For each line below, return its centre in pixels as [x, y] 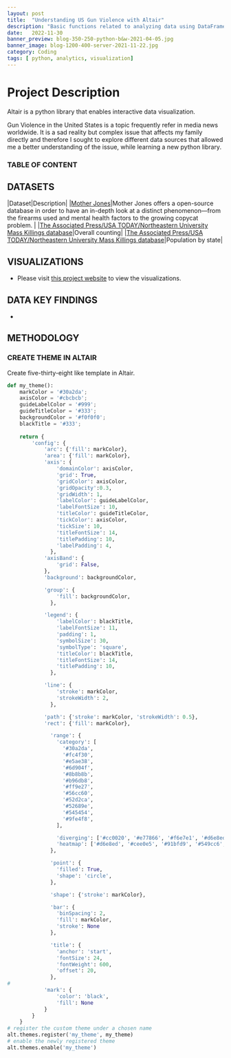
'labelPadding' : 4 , [84, 546]
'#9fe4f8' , [78, 819]
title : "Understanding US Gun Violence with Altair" [86, 20]
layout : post [26, 13]
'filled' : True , [79, 870]
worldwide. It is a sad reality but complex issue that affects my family [105, 132]
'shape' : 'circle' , [84, 875]
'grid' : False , [78, 565]
